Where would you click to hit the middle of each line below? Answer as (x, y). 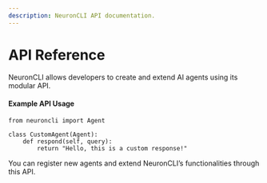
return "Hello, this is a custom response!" (112, 148)
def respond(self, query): (68, 141)
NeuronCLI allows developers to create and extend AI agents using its (123, 77)
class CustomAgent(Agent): (53, 134)
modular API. (30, 85)
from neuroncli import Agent (57, 120)
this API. (22, 171)
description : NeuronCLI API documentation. (82, 16)
